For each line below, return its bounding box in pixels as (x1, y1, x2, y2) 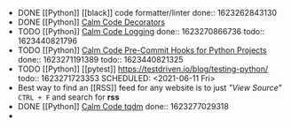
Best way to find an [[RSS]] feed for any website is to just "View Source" (17, 83, 282, 93)
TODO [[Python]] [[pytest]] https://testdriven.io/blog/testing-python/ (17, 63, 269, 74)
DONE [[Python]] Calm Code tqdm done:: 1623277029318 (17, 101, 229, 111)
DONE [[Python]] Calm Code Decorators (17, 17, 166, 27)
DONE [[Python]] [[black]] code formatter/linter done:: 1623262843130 (17, 8, 278, 18)
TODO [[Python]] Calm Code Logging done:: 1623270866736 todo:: (17, 26, 265, 36)
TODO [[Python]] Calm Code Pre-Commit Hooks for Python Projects (17, 45, 268, 56)
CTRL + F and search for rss (17, 92, 120, 102)
